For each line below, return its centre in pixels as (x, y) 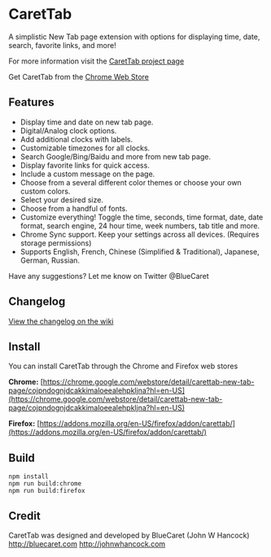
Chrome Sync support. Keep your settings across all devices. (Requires (140, 234)
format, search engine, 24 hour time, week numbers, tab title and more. (140, 225)
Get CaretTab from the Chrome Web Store (79, 76)
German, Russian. (50, 260)
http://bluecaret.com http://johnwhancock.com (87, 544)
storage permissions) (56, 243)
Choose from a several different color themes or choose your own (131, 182)
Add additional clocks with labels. (76, 139)
